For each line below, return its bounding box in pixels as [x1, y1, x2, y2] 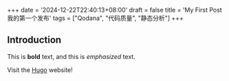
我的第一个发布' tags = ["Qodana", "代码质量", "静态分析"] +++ [7, 14, 184, 22]
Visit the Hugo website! [7, 65, 74, 74]
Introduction [7, 34, 62, 46]
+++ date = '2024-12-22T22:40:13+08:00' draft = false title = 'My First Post [7, 6, 222, 14]
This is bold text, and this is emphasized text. [7, 52, 135, 60]
